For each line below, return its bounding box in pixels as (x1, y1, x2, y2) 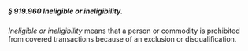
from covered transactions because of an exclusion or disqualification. (8, 34, 237, 43)
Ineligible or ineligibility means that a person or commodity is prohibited (8, 26, 240, 35)
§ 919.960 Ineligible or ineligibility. (8, 6, 124, 16)
